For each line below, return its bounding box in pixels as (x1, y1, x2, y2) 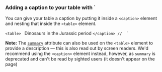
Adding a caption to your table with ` (5, 4, 96, 11)
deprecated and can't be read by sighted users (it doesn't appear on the (5, 56, 155, 62)
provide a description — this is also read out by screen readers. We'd (5, 45, 148, 51)
